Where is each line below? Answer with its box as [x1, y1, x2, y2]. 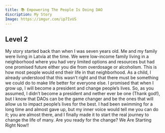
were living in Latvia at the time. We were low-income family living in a [5, 53, 149, 60]
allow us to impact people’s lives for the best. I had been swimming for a [5, 101, 153, 107]
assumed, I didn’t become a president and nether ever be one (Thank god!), [5, 91, 161, 97]
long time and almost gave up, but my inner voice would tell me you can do [5, 107, 159, 113]
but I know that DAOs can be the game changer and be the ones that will [5, 96, 154, 102]
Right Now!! [5, 123, 29, 129]
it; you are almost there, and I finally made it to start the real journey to [5, 112, 149, 118]
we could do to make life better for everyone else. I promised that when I [5, 80, 154, 86]
